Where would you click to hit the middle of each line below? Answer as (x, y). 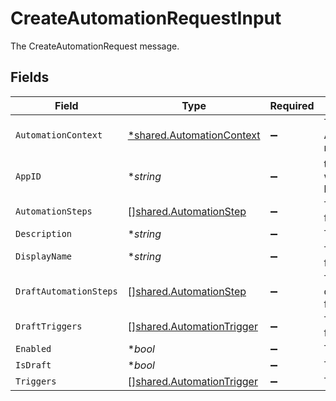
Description (44, 233)
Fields (30, 77)
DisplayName (44, 256)
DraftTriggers (49, 326)
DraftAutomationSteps (66, 291)
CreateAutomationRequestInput (146, 18)
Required (292, 105)
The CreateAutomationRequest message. (95, 46)
